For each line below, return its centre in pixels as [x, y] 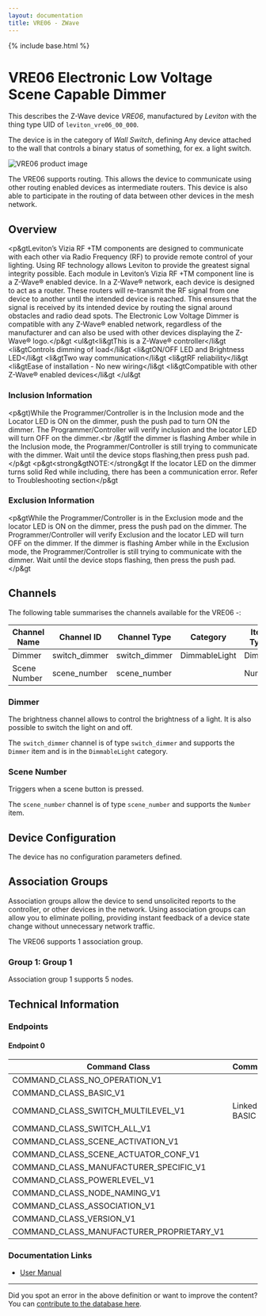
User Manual [40, 1272]
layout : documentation [46, 15]
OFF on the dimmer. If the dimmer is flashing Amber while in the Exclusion [129, 543]
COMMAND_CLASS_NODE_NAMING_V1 [87, 1192]
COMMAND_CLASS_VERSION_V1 [74, 1218]
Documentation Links [50, 1255]
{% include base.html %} [49, 45]
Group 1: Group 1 [40, 962]
